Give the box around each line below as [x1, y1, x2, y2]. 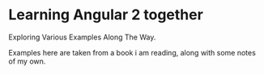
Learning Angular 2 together [8, 6, 204, 24]
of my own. [8, 56, 46, 66]
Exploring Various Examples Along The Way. [8, 32, 156, 42]
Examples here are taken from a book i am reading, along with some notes [8, 47, 257, 57]
